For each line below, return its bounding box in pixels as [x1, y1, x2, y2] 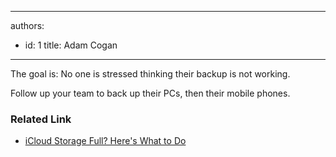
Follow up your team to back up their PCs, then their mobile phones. [10, 87, 291, 99]
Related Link [10, 112, 72, 126]
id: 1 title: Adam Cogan [24, 39, 118, 51]
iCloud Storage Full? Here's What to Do [24, 135, 187, 147]
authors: [10, 20, 45, 31]
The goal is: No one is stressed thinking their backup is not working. [10, 68, 291, 80]
